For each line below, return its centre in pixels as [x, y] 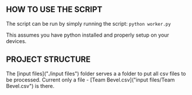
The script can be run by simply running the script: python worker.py [88, 23]
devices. [16, 41]
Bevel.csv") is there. [30, 86]
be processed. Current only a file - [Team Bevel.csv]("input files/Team [90, 80]
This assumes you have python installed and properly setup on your [88, 35]
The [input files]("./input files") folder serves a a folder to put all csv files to [96, 73]
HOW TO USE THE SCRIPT [54, 10]
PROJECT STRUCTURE [48, 60]
